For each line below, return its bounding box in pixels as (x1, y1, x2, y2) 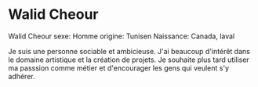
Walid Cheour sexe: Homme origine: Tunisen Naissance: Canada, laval (8, 31, 235, 41)
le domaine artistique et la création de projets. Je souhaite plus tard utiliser (8, 55, 249, 64)
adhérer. (8, 71, 35, 81)
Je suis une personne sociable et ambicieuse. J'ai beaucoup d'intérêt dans (8, 46, 251, 56)
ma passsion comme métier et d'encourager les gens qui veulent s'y (8, 63, 230, 72)
